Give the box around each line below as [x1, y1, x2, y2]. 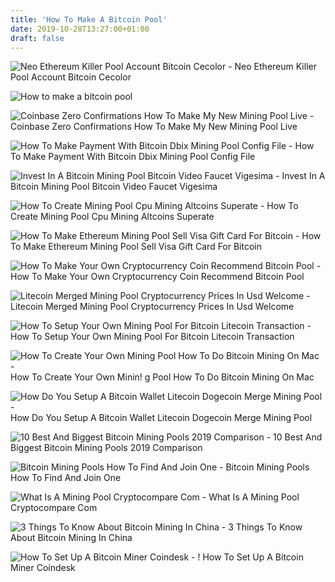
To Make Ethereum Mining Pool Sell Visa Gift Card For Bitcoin [10, 241, 263, 253]
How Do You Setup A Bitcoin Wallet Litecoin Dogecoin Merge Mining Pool [10, 412, 313, 424]
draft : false [10, 33, 65, 43]
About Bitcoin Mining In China [10, 532, 133, 544]
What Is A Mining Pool [208, 491, 300, 503]
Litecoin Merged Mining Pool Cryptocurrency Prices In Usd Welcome [10, 301, 295, 313]
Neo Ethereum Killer [234, 61, 317, 73]
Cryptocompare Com [10, 502, 98, 514]
